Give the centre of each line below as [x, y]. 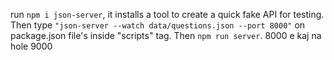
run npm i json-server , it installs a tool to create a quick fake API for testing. [167, 14]
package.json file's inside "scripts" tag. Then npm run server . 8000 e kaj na [166, 35]
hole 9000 [31, 46]
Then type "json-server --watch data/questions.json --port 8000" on [158, 25]
